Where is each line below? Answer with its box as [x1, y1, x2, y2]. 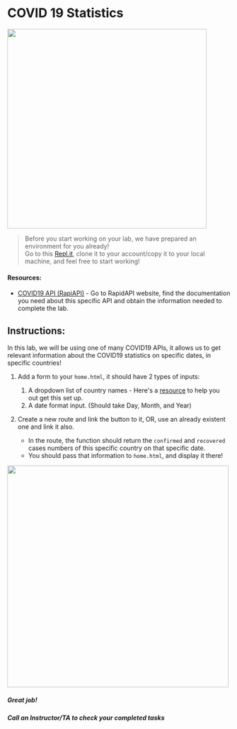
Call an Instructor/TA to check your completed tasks [7, 713, 165, 722]
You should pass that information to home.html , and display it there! [28, 451, 224, 459]
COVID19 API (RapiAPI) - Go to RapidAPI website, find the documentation [17, 289, 231, 297]
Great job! [7, 696, 37, 704]
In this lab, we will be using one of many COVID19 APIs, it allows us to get [7, 343, 221, 352]
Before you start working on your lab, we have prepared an [24, 234, 197, 243]
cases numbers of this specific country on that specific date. [28, 444, 206, 452]
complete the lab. [17, 304, 69, 313]
